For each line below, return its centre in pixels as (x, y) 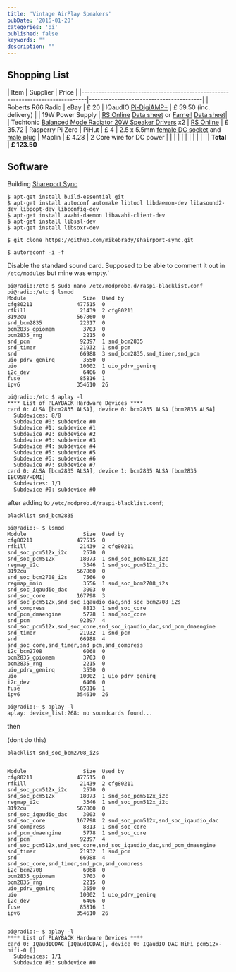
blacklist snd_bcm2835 (41, 516)
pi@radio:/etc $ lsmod (41, 292)
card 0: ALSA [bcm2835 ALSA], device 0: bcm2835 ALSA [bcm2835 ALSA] (112, 409)
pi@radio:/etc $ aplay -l (45, 397)
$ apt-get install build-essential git (66, 197)
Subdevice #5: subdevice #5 (55, 452)
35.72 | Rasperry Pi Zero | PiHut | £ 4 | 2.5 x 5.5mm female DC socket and (114, 129)
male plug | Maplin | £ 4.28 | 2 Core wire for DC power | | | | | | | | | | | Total (117, 137)
